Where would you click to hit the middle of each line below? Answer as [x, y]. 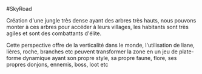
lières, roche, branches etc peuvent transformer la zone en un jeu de [92, 52]
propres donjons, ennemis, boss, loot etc [57, 64]
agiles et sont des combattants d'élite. [54, 33]
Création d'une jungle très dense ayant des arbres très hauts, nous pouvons [101, 20]
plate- [186, 52]
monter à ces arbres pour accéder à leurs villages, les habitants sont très [98, 27]
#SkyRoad [19, 9]
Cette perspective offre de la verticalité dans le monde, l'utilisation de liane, [101, 45]
